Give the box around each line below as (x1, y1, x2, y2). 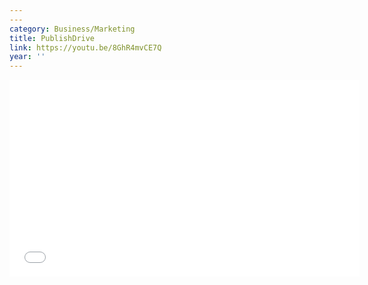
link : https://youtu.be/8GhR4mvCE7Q (9, 42, 162, 53)
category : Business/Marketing (9, 24, 136, 34)
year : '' (9, 52, 46, 62)
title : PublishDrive (9, 33, 96, 43)
